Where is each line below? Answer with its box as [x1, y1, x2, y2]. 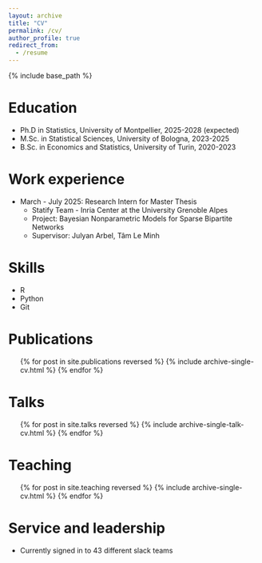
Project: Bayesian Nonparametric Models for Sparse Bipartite [31, 214, 233, 223]
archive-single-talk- [178, 419, 244, 429]
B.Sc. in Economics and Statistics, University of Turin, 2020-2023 [19, 142, 236, 152]
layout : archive [8, 11, 62, 20]
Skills [8, 259, 46, 277]
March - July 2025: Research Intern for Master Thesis [19, 197, 197, 206]
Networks [31, 222, 65, 232]
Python [19, 293, 44, 303]
